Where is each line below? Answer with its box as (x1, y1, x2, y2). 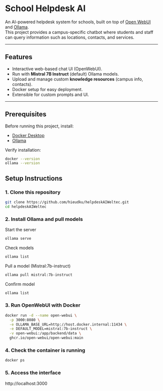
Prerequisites (5, 110, 47, 119)
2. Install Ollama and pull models (5, 216, 83, 222)
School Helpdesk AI (5, 3, 86, 14)
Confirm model (5, 281, 35, 287)
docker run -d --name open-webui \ (5, 313, 77, 318)
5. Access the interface (5, 369, 61, 376)
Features (5, 53, 33, 61)
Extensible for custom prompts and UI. (12, 92, 89, 97)
